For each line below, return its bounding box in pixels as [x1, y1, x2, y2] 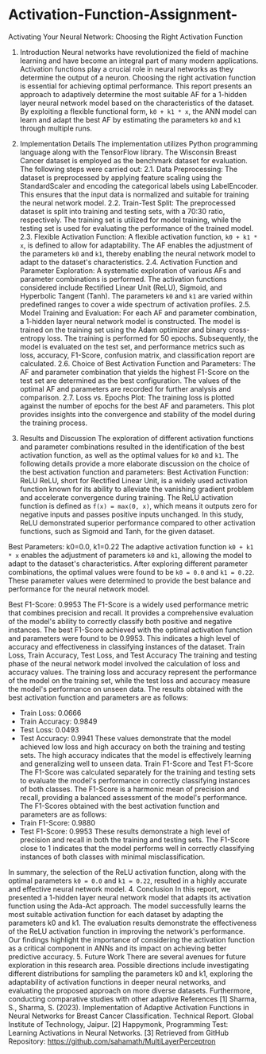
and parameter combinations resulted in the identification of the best [19, 442, 245, 451]
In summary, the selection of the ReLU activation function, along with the [8, 867, 246, 876]
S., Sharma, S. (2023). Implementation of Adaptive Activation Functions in [8, 1002, 249, 1012]
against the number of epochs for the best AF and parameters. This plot [19, 400, 256, 411]
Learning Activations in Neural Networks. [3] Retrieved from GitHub [8, 1028, 229, 1037]
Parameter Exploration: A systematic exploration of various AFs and [19, 265, 241, 275]
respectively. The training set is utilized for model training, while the [19, 215, 241, 224]
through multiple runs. [19, 123, 93, 133]
